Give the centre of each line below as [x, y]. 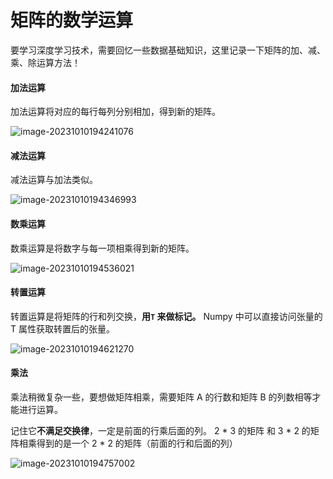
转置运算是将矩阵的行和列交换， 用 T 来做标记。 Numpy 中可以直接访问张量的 [166, 316]
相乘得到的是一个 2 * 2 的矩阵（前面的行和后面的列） [128, 443]
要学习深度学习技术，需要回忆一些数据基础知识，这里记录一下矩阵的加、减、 [168, 50]
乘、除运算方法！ [45, 62]
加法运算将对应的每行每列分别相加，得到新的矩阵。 [115, 112]
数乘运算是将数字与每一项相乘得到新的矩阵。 [102, 248]
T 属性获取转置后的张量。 [62, 328]
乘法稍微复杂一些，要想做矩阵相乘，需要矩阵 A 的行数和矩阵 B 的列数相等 [161, 397]
